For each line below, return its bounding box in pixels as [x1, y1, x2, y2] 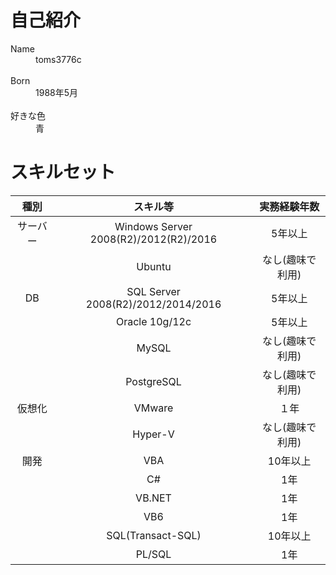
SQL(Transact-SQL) [106, 528, 202, 542]
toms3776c [35, 53, 82, 65]
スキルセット [10, 161, 117, 184]
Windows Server [114, 219, 193, 233]
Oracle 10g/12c [115, 314, 192, 328]
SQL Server [126, 284, 181, 298]
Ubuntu [136, 259, 172, 273]
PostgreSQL [125, 374, 182, 388]
